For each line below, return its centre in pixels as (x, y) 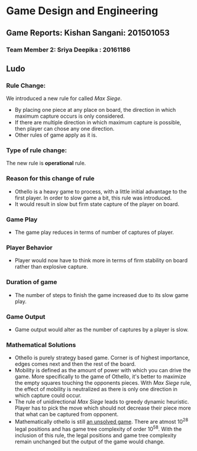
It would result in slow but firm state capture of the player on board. (97, 204)
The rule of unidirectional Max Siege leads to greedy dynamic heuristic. (102, 402)
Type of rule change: (37, 150)
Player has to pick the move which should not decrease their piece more (103, 408)
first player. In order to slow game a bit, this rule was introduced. (93, 198)
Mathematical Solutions (41, 344)
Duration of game (32, 282)
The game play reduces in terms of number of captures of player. (94, 233)
